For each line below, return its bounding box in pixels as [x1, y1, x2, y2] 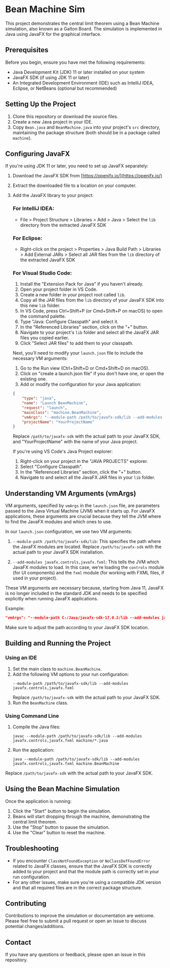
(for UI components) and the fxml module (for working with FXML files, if [12, 570, 164, 576]
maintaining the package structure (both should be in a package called [12, 129, 160, 135]
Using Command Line [5, 712, 59, 719]
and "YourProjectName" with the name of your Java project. [12, 439, 138, 445]
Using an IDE [5, 654, 37, 662]
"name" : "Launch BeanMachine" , [22, 401, 88, 406]
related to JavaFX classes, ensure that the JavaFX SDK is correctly [12, 863, 152, 869]
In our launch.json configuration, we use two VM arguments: [5, 528, 133, 535]
